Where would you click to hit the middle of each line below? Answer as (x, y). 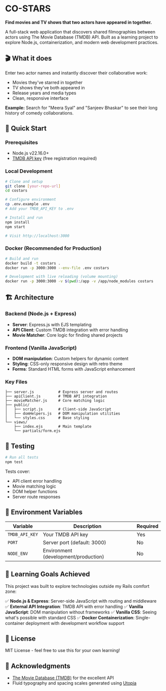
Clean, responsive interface (40, 98)
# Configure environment (31, 200)
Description (87, 526)
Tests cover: (18, 471)
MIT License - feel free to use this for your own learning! (62, 651)
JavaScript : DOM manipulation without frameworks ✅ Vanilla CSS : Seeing (81, 612)
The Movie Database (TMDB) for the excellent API (63, 678)
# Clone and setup (24, 181)
